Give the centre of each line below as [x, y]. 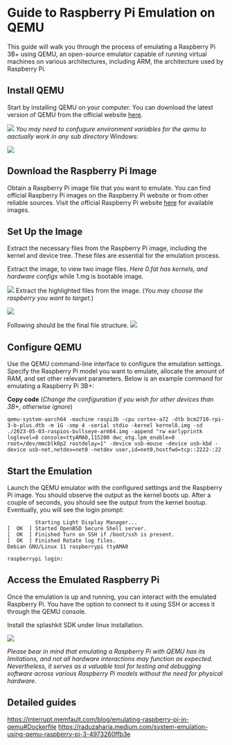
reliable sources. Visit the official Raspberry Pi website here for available [110, 202]
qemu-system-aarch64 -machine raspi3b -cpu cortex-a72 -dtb [96, 420]
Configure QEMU [44, 347]
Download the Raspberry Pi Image [82, 171]
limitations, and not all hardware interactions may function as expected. [110, 658]
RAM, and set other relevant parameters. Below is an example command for [115, 378]
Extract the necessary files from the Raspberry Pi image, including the [107, 248]
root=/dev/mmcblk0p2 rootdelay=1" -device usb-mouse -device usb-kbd [110, 444]
